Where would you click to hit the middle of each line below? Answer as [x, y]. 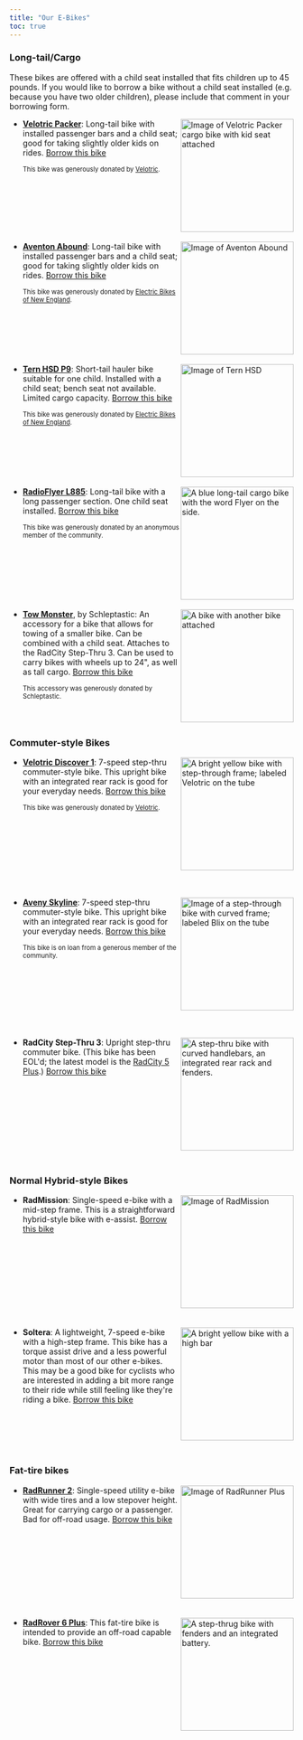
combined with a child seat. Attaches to [96, 643]
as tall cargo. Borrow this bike [78, 672]
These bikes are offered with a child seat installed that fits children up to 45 [150, 77]
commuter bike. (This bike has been [89, 1052]
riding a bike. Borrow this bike [78, 1400]
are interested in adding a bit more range [98, 1380]
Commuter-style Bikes [60, 742]
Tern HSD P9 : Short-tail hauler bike [88, 369]
